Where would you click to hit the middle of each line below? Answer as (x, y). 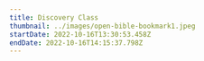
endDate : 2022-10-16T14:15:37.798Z (76, 43)
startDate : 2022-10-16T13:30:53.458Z (80, 34)
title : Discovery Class (54, 17)
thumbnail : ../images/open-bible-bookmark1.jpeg (102, 26)
